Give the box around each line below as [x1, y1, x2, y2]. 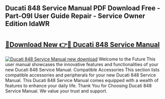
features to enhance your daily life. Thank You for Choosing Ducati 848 [5, 82, 152, 88]
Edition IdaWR [5, 19, 50, 28]
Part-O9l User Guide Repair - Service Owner [5, 12, 145, 20]
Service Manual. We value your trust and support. [5, 88, 107, 94]
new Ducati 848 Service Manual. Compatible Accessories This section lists [5, 67, 160, 72]
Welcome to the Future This [98, 56, 156, 62]
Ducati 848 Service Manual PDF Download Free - [5, 4, 160, 12]
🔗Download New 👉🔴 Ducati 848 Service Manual [5, 40, 160, 49]
